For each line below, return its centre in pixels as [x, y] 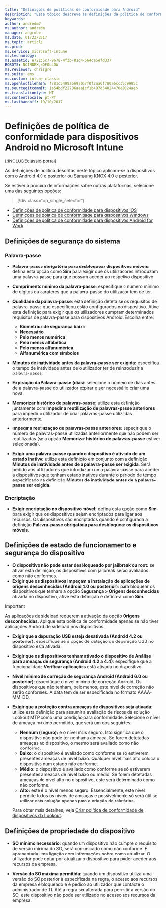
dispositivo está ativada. [37, 646]
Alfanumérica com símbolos [49, 353]
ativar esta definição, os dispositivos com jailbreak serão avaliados [80, 570]
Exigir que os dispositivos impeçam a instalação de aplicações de [81, 581]
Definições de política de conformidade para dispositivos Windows [81, 215]
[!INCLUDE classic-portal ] [31, 161]
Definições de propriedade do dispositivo [70, 831]
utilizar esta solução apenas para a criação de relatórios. [77, 801]
